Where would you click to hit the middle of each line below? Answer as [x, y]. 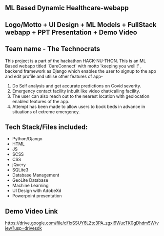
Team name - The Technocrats [53, 49]
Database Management [36, 175]
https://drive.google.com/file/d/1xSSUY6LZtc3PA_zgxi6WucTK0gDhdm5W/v [82, 223]
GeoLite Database [30, 180]
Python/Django [27, 139]
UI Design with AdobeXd [37, 191]
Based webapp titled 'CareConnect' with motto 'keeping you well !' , [73, 66]
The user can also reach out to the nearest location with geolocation [81, 96]
